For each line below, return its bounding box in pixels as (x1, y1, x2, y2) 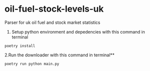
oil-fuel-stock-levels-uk (4, 3, 104, 15)
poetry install (4, 43, 36, 48)
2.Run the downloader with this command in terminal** (4, 52, 115, 58)
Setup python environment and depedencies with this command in (11, 29, 145, 35)
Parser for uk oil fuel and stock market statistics (4, 19, 100, 25)
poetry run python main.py (4, 61, 59, 66)
